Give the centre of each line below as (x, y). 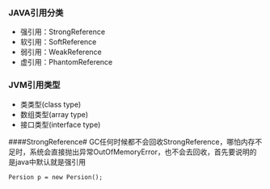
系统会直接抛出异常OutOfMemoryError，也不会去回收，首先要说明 (139, 152)
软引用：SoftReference (58, 42)
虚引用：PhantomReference (66, 62)
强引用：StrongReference (63, 32)
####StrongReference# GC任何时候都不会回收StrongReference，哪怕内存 (132, 141)
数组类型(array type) (54, 114)
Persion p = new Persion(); (56, 177)
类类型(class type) (51, 104)
